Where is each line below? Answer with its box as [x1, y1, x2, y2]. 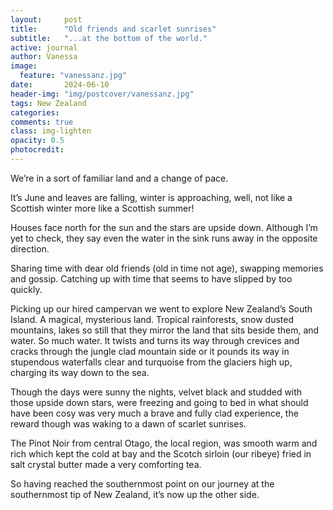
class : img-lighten [10, 126, 92, 136]
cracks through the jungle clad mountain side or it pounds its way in [10, 345, 290, 357]
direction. [10, 242, 50, 255]
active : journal [10, 42, 78, 53]
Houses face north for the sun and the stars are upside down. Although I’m [10, 221, 318, 233]
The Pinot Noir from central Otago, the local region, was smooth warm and [10, 437, 318, 449]
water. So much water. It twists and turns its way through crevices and [10, 334, 300, 346]
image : [10, 61, 38, 71]
